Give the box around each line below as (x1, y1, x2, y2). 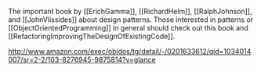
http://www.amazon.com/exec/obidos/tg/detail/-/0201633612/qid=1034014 (8, 47, 252, 56)
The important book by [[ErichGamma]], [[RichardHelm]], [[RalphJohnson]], (8, 7, 252, 16)
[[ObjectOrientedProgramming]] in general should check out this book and (8, 23, 248, 32)
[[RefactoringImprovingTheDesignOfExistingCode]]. (8, 31, 176, 41)
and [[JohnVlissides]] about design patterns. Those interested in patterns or (8, 15, 254, 24)
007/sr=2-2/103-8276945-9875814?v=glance (8, 55, 156, 64)
